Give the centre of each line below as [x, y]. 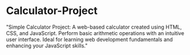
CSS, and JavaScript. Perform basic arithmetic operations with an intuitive [95, 33]
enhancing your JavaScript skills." [47, 46]
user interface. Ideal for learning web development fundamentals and [89, 39]
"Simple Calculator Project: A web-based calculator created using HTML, [94, 27]
